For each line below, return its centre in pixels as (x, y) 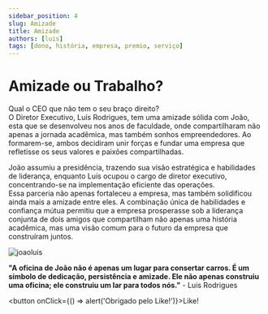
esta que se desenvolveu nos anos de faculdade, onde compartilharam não (134, 126)
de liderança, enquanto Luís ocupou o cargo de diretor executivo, (118, 176)
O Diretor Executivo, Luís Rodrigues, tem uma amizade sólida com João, (129, 118)
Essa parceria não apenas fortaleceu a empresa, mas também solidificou (130, 194)
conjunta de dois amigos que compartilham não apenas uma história (123, 219)
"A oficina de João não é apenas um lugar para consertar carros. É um (129, 268)
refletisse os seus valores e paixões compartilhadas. (96, 152)
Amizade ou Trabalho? (86, 86)
